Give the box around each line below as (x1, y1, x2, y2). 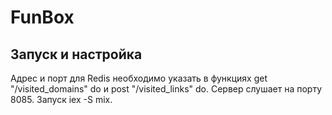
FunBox (10, 6, 75, 29)
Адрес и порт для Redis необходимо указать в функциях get (10, 72, 268, 84)
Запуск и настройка (10, 46, 143, 63)
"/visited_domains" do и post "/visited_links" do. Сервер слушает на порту (10, 83, 323, 95)
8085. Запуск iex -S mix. (10, 94, 113, 105)
